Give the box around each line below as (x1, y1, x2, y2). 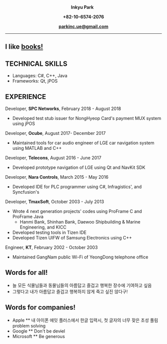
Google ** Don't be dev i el (12, 328, 66, 334)
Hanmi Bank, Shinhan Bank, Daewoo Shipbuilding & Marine (19, 219, 141, 225)
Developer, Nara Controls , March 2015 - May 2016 (5, 174, 109, 180)
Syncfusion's (12, 189, 40, 195)
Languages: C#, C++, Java (12, 73, 68, 79)
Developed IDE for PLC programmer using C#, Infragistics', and (12, 184, 142, 190)
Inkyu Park (71, 4, 94, 10)
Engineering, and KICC (19, 224, 67, 230)
